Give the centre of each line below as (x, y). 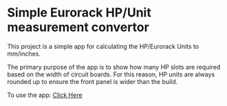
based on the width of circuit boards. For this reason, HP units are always (111, 74)
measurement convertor (78, 27)
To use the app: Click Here (45, 95)
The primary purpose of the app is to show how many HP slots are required (114, 67)
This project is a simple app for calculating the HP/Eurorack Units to (103, 46)
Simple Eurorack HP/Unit (79, 13)
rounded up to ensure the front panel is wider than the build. (93, 81)
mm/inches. (24, 54)
